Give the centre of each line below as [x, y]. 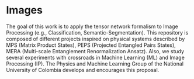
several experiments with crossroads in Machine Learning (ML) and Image [96, 57]
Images [24, 10]
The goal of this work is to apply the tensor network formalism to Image [92, 26]
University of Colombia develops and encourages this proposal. [83, 70]
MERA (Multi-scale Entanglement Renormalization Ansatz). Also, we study [95, 51]
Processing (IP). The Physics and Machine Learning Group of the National [95, 63]
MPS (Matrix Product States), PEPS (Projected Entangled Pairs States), [91, 45]
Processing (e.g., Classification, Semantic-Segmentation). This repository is [97, 32]
